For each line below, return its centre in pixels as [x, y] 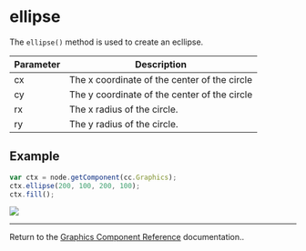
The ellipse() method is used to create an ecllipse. [107, 42]
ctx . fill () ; [32, 194]
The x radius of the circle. [123, 109]
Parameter [37, 64]
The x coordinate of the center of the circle [161, 79]
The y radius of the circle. [124, 124]
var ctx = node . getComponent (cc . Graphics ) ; [93, 177]
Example [35, 156]
